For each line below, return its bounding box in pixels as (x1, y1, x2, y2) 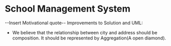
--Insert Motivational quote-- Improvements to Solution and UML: (5, 20, 143, 26)
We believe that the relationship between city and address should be (12, 29, 158, 35)
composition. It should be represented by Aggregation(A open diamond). (12, 35, 166, 41)
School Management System (5, 3, 130, 15)
